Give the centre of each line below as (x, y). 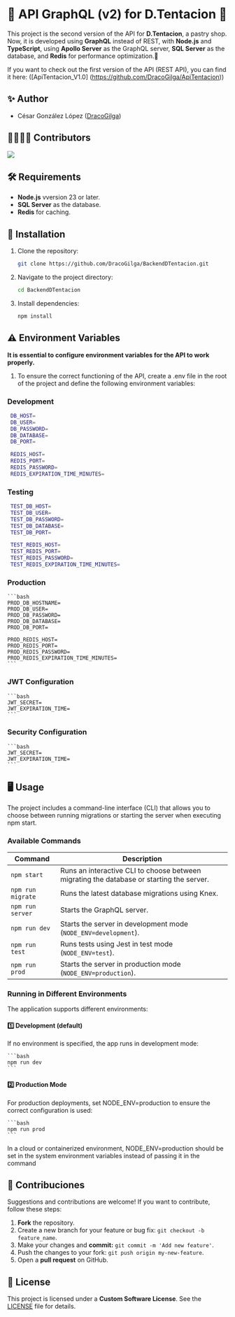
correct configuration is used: (50, 1110)
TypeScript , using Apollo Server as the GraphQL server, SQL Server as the (116, 48)
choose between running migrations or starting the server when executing (114, 815)
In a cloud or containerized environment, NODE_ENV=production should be (115, 1148)
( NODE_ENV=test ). (87, 953)
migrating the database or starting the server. (135, 879)
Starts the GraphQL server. (105, 910)
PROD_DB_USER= (28, 609)
